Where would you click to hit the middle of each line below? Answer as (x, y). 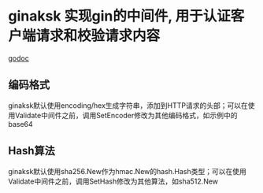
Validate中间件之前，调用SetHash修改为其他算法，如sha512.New (113, 181)
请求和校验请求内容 (98, 36)
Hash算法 (31, 151)
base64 (20, 124)
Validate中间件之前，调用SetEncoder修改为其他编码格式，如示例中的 (126, 115)
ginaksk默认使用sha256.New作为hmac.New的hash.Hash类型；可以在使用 (127, 171)
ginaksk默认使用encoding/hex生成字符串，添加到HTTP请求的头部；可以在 (128, 105)
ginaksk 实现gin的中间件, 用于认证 (119, 16)
